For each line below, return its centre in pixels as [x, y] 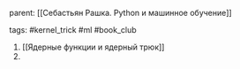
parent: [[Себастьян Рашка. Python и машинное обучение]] [120, 13]
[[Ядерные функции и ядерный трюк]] [93, 47]
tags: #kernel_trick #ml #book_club [73, 30]
